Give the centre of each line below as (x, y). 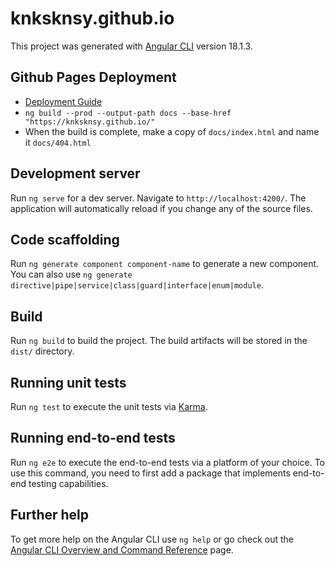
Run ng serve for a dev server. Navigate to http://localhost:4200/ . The (158, 198)
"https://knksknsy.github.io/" (90, 122)
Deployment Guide (63, 101)
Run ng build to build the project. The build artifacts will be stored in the (159, 341)
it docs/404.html (58, 142)
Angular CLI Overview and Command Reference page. (122, 549)
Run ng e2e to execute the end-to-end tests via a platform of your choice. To (168, 462)
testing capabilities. (68, 483)
